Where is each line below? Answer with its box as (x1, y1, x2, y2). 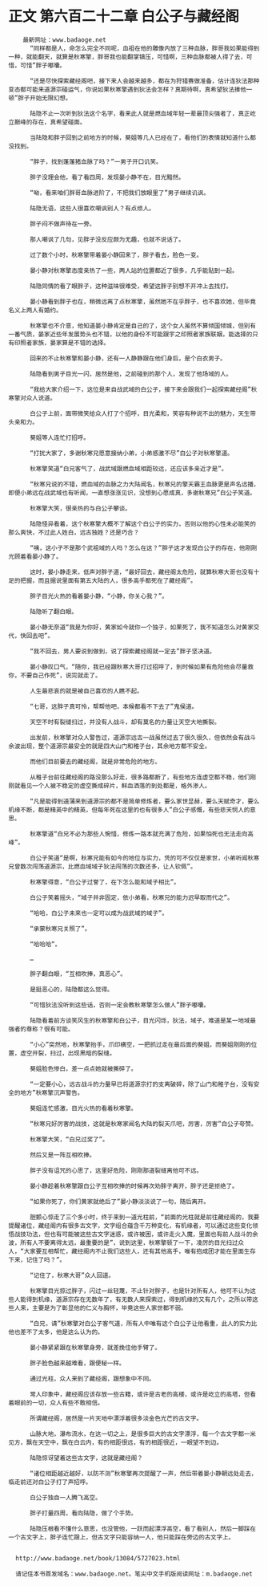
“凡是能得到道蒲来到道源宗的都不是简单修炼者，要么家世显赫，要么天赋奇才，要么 (29, 797, 260, 805)
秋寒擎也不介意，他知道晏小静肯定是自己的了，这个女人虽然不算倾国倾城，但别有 (29, 322, 256, 330)
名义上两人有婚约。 (8, 306, 62, 314)
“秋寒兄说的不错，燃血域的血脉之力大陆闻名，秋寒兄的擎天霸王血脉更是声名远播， (29, 480, 260, 488)
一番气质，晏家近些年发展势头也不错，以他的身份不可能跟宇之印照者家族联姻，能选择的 (8, 330, 253, 338)
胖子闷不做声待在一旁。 (29, 220, 96, 228)
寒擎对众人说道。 (8, 394, 57, 402)
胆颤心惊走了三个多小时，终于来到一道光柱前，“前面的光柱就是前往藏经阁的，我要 (29, 1213, 260, 1221)
